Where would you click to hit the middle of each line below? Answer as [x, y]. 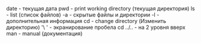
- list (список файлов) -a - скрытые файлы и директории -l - [83, 15]
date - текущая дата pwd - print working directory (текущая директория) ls [100, 9]
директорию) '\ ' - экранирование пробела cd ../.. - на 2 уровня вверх [96, 27]
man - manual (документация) [44, 34]
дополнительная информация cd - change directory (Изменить [86, 21]
